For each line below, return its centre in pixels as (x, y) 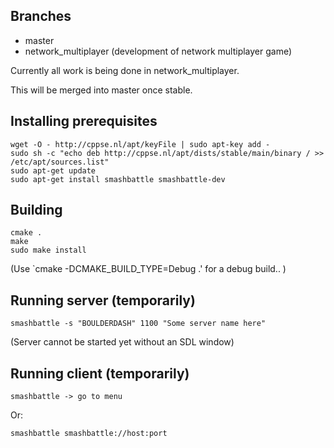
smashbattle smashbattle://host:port (89, 434)
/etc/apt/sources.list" (60, 162)
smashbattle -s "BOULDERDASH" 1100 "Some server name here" (138, 324)
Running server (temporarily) (103, 300)
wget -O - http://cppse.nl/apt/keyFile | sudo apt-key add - (140, 144)
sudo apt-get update (53, 170)
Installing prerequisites (84, 121)
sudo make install (48, 250)
